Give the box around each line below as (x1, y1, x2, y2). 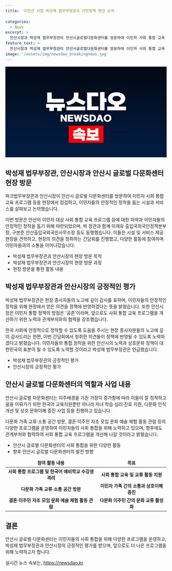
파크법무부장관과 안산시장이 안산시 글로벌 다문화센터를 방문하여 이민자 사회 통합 (5, 193, 164, 199)
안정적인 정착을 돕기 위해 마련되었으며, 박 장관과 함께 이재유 (5, 223, 124, 229)
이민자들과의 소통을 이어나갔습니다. (5, 242, 75, 248)
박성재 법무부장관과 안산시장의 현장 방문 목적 (12, 253, 102, 259)
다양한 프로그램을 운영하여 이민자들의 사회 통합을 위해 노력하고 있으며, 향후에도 (5, 424, 163, 431)
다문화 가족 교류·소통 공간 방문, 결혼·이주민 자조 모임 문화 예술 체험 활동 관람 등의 (5, 418, 166, 424)
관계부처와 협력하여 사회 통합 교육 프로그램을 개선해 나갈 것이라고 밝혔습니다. (5, 431, 159, 437)
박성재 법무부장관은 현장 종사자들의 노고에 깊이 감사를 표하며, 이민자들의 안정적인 (5, 297, 167, 303)
